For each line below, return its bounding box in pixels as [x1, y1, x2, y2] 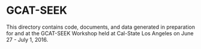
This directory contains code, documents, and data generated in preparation [6, 23, 195, 30]
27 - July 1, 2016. [6, 36, 49, 43]
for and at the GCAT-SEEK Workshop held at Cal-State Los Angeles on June [6, 29, 194, 36]
